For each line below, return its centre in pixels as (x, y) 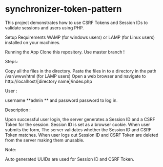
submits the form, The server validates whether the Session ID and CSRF (78, 130)
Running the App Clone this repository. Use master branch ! (65, 52)
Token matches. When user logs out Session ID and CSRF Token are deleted (82, 135)
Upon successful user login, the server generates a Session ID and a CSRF (80, 119)
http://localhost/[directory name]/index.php (49, 81)
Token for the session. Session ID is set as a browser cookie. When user (78, 124)
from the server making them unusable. (45, 140)
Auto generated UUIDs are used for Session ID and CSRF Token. (70, 159)
